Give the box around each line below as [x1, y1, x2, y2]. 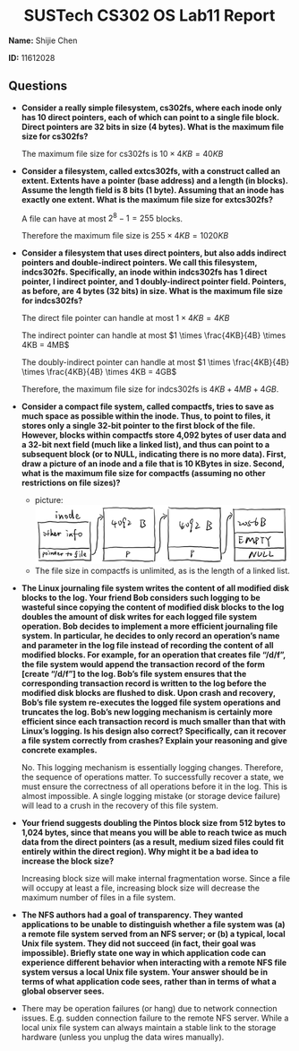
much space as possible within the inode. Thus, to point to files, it [21, 411, 270, 421]
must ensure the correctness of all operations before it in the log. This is [21, 781, 288, 792]
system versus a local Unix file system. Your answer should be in [21, 967, 269, 977]
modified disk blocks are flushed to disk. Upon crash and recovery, [21, 688, 276, 699]
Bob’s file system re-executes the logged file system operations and [21, 697, 281, 708]
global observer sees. [21, 986, 105, 996]
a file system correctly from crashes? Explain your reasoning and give [21, 735, 288, 746]
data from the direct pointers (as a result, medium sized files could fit [21, 837, 284, 847]
